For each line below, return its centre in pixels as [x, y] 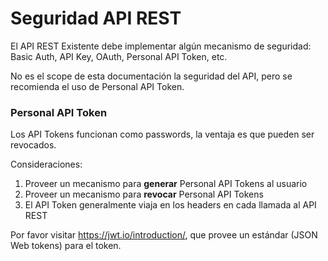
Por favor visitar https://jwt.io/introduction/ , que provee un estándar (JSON [164, 235]
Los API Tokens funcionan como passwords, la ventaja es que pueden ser [162, 134]
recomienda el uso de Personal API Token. [97, 86]
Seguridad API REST [96, 18]
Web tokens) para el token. [66, 246]
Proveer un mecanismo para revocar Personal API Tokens [144, 194]
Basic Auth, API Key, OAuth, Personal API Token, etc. [119, 56]
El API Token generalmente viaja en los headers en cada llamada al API [170, 205]
